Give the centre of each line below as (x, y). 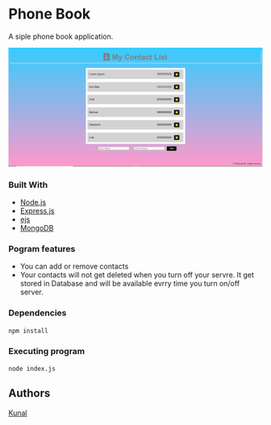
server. (32, 292)
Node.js (33, 202)
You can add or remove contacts (74, 266)
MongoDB (37, 227)
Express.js (37, 210)
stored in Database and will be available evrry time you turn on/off (130, 284)
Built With (28, 185)
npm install (28, 331)
